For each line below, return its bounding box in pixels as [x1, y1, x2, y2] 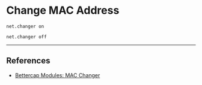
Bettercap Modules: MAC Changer [14, 71, 100, 78]
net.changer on [6, 23, 44, 29]
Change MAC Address [6, 4, 120, 17]
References [6, 56, 50, 66]
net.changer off [6, 34, 47, 40]
